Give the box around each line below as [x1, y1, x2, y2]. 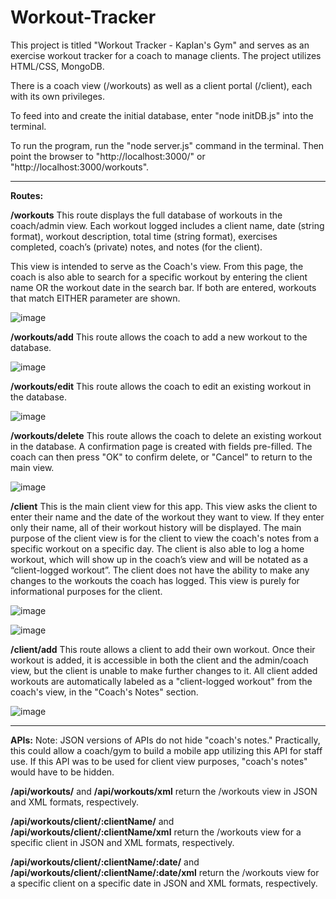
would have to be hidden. [10, 766, 115, 778]
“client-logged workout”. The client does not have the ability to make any [10, 564, 310, 576]
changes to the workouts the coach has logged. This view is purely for [10, 574, 300, 586]
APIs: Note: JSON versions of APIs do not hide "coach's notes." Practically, [10, 734, 321, 746]
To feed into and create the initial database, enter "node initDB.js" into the [10, 109, 314, 121]
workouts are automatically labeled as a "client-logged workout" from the [10, 675, 313, 687]
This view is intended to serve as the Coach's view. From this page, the [10, 260, 304, 272]
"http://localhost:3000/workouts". [10, 161, 150, 173]
